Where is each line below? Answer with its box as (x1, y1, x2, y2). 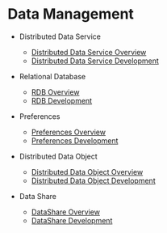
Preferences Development (31, 135, 119, 146)
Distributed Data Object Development (31, 176, 156, 185)
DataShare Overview (31, 207, 100, 217)
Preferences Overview (31, 127, 106, 137)
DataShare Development (31, 215, 113, 225)
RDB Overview (31, 87, 80, 97)
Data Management (7, 5, 135, 23)
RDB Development (31, 95, 93, 105)
